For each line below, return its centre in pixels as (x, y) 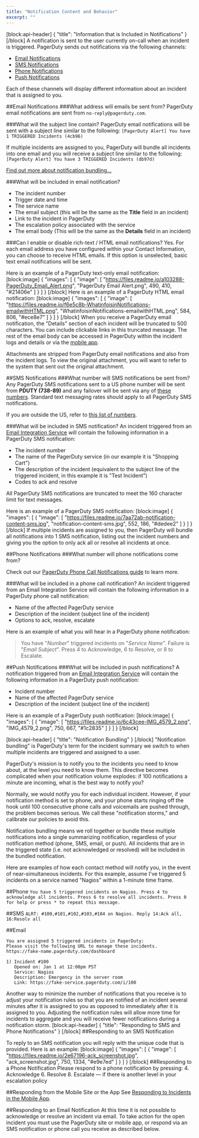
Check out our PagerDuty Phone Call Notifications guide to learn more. (93, 572)
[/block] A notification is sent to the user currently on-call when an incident (98, 40)
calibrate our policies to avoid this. (48, 819)
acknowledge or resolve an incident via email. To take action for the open (96, 1116)
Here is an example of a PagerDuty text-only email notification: (83, 273)
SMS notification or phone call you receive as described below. (83, 1129)
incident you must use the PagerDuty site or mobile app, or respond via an (97, 1123)
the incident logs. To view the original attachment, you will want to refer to (96, 360)
